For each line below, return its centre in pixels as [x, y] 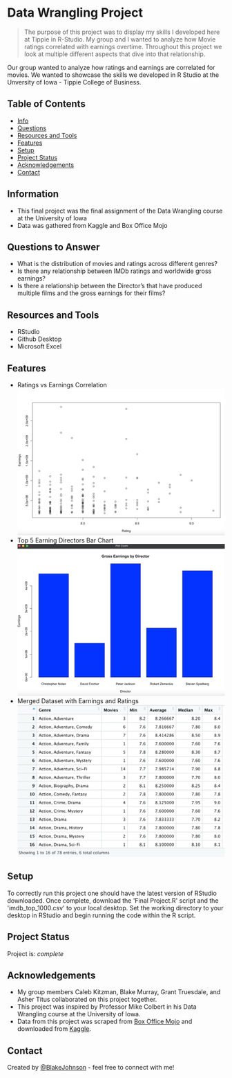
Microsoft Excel [39, 346]
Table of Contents [47, 104]
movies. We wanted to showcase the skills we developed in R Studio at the [113, 75]
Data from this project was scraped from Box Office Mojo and [105, 1022]
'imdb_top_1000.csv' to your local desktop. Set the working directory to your [115, 908]
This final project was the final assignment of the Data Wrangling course [120, 211]
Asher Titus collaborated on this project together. [87, 1000]
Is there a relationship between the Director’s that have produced [109, 286]
